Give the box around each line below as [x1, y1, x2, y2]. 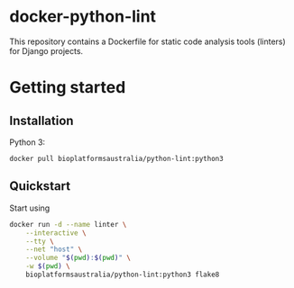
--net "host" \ [25, 245, 83, 254]
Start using [9, 202, 51, 213]
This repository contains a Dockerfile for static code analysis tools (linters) [9, 36, 286, 47]
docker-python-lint [9, 6, 156, 27]
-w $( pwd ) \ [25, 262, 70, 271]
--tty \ [25, 237, 54, 246]
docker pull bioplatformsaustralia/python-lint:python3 [9, 154, 224, 163]
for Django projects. [9, 45, 84, 56]
